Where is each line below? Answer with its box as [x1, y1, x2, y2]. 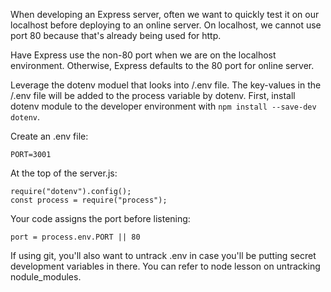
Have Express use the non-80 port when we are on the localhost [10, 49, 277, 61]
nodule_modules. [10, 271, 82, 283]
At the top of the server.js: [10, 167, 118, 179]
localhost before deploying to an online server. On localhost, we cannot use [10, 19, 322, 31]
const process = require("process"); [10, 195, 168, 205]
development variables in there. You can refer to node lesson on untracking [10, 260, 321, 272]
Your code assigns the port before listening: [10, 213, 191, 224]
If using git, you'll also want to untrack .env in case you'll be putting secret [10, 250, 317, 261]
